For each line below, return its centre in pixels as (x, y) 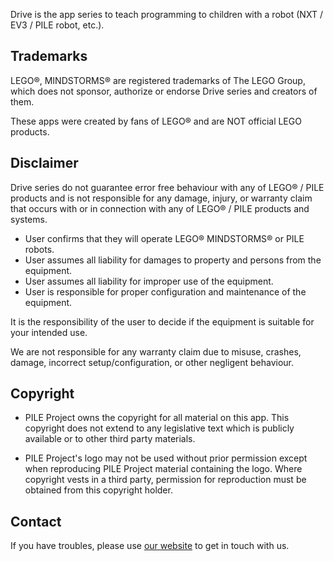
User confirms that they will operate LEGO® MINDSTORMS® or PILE (164, 238)
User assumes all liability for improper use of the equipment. (149, 281)
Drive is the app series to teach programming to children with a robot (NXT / (166, 14)
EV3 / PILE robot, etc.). (57, 25)
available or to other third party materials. (110, 439)
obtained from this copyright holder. (98, 490)
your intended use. (49, 332)
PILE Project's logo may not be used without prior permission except (166, 458)
